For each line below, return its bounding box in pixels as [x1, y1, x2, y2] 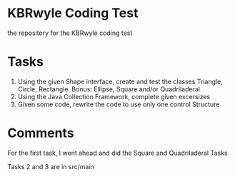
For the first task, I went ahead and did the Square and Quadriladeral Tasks [7, 148, 228, 157]
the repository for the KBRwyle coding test [7, 29, 133, 37]
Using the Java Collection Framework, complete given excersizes [17, 92, 211, 101]
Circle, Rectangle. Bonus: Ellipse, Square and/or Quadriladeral [17, 84, 200, 93]
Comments [7, 125, 74, 141]
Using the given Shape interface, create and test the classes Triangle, [17, 77, 223, 86]
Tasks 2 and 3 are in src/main [7, 162, 94, 171]
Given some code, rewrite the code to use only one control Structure [17, 100, 220, 108]
